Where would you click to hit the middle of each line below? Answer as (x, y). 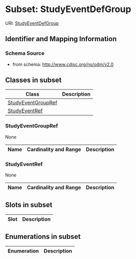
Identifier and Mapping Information (61, 39)
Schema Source (25, 53)
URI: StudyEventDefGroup (32, 23)
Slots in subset (29, 205)
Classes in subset (33, 80)
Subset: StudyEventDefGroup (68, 9)
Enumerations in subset (43, 237)
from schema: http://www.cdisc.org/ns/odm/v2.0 (63, 64)
